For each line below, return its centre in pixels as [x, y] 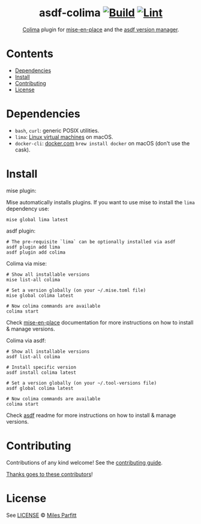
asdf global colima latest [40, 388]
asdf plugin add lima [33, 247]
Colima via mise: [26, 263]
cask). [23, 150]
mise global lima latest [37, 219]
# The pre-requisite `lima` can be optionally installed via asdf [91, 242]
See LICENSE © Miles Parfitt [41, 515]
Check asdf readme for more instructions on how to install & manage [91, 415]
